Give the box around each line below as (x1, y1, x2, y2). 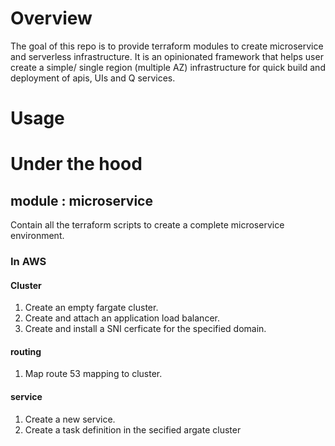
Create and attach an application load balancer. (24, 312, 220, 324)
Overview (10, 7, 93, 30)
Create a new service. (24, 413, 116, 425)
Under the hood (10, 153, 143, 176)
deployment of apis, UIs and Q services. (10, 72, 176, 84)
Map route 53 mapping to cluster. (24, 368, 163, 380)
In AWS (10, 255, 47, 269)
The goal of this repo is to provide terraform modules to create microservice (10, 40, 324, 52)
